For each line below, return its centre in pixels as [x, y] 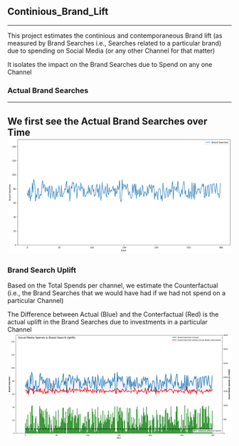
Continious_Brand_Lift [58, 12]
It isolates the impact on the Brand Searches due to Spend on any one [110, 64]
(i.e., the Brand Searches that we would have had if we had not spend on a [117, 293]
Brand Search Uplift [42, 270]
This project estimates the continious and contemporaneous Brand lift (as [115, 36]
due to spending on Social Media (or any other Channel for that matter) [111, 51]
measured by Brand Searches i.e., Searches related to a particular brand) [115, 43]
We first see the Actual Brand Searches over [107, 121]
